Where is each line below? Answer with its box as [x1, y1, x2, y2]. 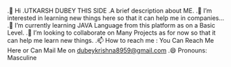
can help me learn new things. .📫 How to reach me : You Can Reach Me [7, 37, 214, 44]
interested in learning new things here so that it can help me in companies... [7, 14, 225, 22]
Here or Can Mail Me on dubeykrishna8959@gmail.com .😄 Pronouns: [7, 46, 207, 55]
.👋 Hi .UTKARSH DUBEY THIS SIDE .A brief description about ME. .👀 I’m [7, 7, 212, 15]
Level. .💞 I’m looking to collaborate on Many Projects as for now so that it [7, 28, 216, 37]
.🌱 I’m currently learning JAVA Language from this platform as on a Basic [7, 21, 216, 29]
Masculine [7, 54, 37, 61]
